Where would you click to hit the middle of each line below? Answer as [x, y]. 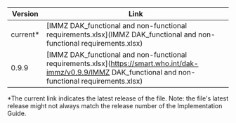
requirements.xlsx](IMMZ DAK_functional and [122, 34]
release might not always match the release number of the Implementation [115, 106]
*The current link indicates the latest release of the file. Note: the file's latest [118, 98]
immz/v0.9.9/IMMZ [78, 72]
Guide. [17, 113]
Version [25, 14]
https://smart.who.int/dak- [155, 64]
